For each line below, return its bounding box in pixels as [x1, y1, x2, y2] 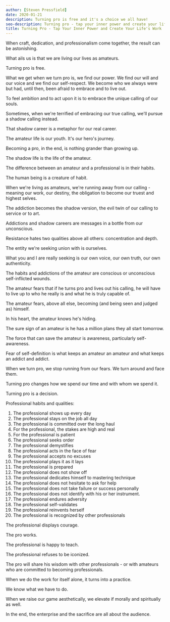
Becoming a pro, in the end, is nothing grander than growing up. [6, 145, 139, 152]
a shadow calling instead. [6, 116, 59, 122]
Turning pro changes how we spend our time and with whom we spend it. [6, 381, 158, 387]
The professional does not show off [13, 469, 87, 475]
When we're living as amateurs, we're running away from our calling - [6, 185, 151, 191]
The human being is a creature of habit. [6, 175, 88, 181]
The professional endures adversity [13, 496, 87, 502]
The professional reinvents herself [13, 507, 85, 513]
